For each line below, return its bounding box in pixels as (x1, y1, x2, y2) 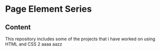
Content (5, 23, 31, 31)
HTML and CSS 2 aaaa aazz (5, 41, 62, 47)
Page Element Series (5, 3, 92, 15)
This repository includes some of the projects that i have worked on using (5, 36, 156, 42)
